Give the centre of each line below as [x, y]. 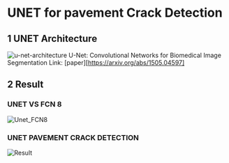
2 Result [25, 85]
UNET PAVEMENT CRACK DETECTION [73, 137]
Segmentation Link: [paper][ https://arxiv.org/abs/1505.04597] [96, 63]
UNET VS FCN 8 [35, 104]
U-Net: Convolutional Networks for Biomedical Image [145, 55]
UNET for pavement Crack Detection [115, 13]
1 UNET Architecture [52, 39]
